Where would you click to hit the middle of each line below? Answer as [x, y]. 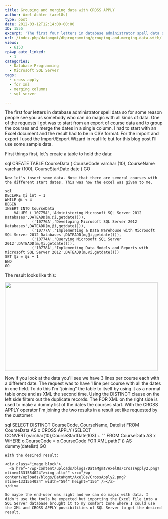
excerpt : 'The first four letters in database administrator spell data [82, 33]
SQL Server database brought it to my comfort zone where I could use [80, 504]
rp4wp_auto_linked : [25, 52]
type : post [16, 19]
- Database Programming [34, 66]
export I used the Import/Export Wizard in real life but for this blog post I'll [81, 139]
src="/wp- [82, 473]
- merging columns [29, 89]
